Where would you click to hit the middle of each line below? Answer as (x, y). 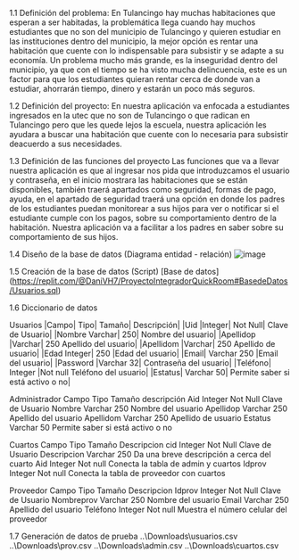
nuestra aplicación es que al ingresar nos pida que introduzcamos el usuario (149, 170)
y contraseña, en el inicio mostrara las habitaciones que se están (129, 180)
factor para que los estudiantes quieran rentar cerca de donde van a (135, 79)
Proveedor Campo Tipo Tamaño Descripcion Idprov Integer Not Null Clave (145, 490)
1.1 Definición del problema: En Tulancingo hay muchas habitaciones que (142, 13)
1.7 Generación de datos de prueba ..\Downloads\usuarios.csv (124, 536)
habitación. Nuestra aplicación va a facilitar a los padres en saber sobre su (146, 227)
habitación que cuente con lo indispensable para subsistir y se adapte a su (146, 51)
